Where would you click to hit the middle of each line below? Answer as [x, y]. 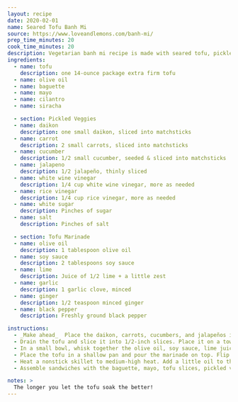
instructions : [28, 329]
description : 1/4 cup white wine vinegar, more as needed [107, 185]
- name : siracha [38, 106]
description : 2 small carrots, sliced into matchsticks [104, 145]
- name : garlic [36, 283]
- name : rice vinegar [46, 191]
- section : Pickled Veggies [55, 119]
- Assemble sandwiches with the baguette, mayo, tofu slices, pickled [120, 368]
